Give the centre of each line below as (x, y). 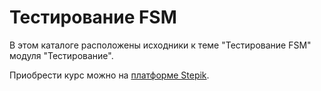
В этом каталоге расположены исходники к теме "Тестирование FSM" (160, 45)
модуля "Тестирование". (61, 55)
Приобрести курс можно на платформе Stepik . (109, 75)
